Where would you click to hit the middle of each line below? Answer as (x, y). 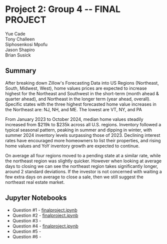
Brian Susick (18, 55)
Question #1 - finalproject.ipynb (45, 210)
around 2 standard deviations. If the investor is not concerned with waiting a (84, 171)
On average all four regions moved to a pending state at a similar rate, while (83, 155)
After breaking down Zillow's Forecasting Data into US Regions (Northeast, (82, 83)
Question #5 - (27, 231)
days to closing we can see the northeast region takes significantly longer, (82, 166)
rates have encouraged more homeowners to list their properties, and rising (83, 140)
